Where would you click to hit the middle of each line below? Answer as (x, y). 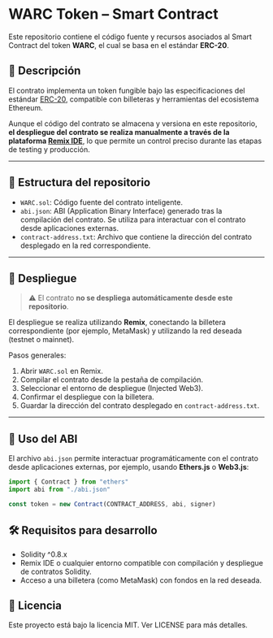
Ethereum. (26, 107)
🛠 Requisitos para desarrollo (83, 530)
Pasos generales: (37, 355)
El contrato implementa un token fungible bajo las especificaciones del (127, 90)
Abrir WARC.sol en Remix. (61, 371)
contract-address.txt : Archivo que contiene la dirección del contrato (136, 237)
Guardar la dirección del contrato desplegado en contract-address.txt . (140, 406)
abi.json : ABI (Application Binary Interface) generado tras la (121, 210)
